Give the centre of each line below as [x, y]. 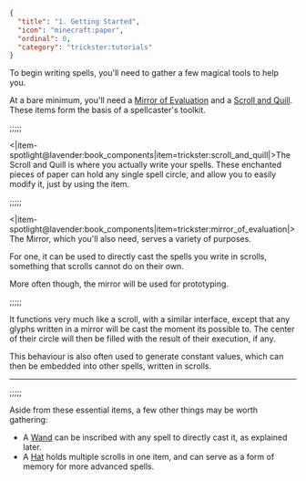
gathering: [29, 420]
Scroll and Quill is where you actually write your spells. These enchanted [146, 165]
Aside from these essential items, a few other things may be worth [133, 410]
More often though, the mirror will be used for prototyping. [119, 284]
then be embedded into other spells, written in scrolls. [111, 366]
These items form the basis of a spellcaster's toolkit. [108, 110]
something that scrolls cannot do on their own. [97, 267]
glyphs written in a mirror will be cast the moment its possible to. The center [152, 329]
